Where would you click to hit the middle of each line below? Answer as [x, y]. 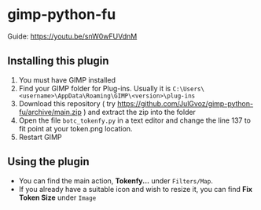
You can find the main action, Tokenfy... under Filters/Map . [116, 181]
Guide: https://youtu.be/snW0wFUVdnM [72, 36]
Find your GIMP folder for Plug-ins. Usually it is [95, 88]
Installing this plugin [58, 61]
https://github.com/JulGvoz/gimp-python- [185, 103]
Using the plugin [48, 162]
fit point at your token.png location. [75, 128]
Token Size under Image [57, 197]
